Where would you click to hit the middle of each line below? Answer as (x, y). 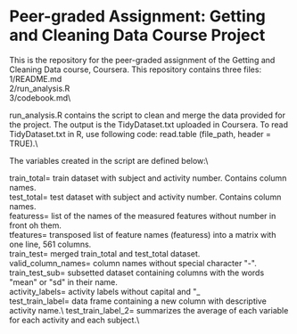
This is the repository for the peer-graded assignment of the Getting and (142, 60)
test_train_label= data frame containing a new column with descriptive (138, 301)
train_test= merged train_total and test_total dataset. (105, 253)
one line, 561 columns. (50, 244)
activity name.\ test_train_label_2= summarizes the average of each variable (149, 310)
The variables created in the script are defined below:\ (109, 160)
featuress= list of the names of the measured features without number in (143, 216)
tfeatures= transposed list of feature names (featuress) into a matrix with (143, 234)
